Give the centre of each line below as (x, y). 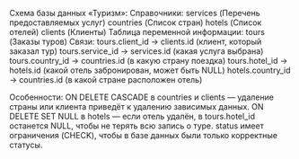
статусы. (26, 145)
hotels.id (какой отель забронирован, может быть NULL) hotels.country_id (150, 70)
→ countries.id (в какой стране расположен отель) (106, 79)
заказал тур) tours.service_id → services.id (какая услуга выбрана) (136, 51)
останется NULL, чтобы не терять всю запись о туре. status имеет (137, 126)
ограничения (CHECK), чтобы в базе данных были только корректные (144, 135)
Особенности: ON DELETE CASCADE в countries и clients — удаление (141, 97)
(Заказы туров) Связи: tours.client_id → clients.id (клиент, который (136, 41)
